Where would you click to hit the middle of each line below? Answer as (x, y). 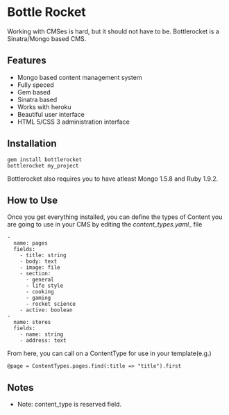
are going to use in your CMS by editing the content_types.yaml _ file (105, 225)
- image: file (40, 268)
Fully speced (35, 85)
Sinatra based (37, 99)
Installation (32, 144)
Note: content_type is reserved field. (69, 405)
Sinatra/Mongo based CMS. (47, 38)
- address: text (43, 341)
